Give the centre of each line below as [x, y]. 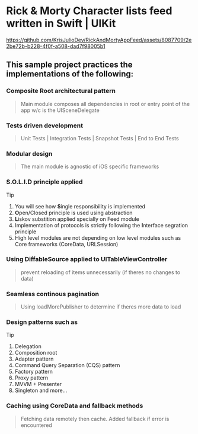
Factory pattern [34, 372]
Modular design [29, 153]
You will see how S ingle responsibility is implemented [80, 206]
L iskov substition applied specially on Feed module [77, 219]
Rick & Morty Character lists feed [89, 11]
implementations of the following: [70, 74]
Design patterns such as [42, 322]
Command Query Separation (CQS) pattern [67, 365]
